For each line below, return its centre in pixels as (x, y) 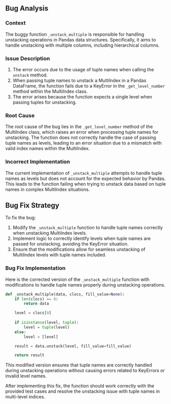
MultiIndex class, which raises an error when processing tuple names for (82, 132)
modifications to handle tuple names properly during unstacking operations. (85, 285)
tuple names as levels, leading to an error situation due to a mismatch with (84, 143)
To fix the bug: (20, 218)
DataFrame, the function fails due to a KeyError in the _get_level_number (89, 86)
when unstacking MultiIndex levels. (50, 233)
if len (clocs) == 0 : (36, 299)
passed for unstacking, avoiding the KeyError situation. (71, 244)
